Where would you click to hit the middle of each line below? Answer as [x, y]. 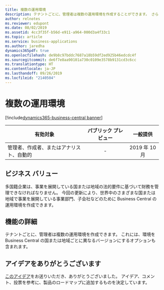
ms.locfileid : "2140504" [30, 78]
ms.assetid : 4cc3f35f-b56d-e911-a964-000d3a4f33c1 [58, 32]
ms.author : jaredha [25, 46]
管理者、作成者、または [35, 147]
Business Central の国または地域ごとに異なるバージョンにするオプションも [80, 241]
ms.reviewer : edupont [27, 23]
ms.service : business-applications [41, 42]
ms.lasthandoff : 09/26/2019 [34, 73]
